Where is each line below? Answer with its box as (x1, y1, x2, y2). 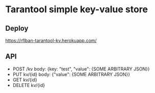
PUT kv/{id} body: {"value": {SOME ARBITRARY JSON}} (12, 71, 130, 77)
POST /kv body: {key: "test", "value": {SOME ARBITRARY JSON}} (12, 65, 150, 72)
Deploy (5, 24, 29, 33)
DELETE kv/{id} (12, 82, 45, 88)
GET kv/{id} (12, 77, 37, 83)
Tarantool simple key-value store (5, 4, 148, 15)
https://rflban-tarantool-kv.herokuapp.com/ (5, 37, 97, 43)
